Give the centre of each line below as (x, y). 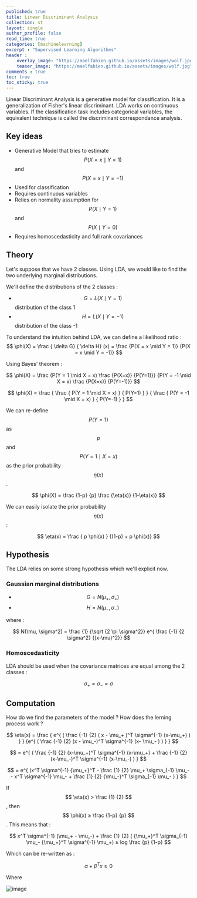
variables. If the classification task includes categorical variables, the (89, 112)
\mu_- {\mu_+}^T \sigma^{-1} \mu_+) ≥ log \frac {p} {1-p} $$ (98, 842)
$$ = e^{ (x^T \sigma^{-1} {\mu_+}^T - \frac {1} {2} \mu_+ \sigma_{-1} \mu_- (98, 771)
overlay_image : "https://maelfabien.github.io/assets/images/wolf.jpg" (106, 60)
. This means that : (28, 825)
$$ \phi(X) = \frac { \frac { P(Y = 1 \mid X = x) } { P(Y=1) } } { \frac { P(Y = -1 (98, 393)
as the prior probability (34, 465)
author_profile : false (34, 33)
